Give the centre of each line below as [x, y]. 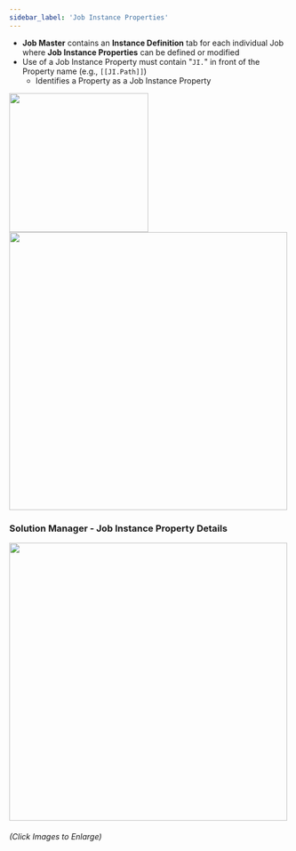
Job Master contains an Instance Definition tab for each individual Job [153, 43]
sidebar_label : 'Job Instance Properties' [89, 17]
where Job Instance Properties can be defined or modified [131, 52]
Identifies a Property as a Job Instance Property [123, 80]
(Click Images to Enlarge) [56, 836]
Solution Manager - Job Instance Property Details [119, 528]
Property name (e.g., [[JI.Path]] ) [84, 71]
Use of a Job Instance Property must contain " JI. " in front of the [141, 61]
